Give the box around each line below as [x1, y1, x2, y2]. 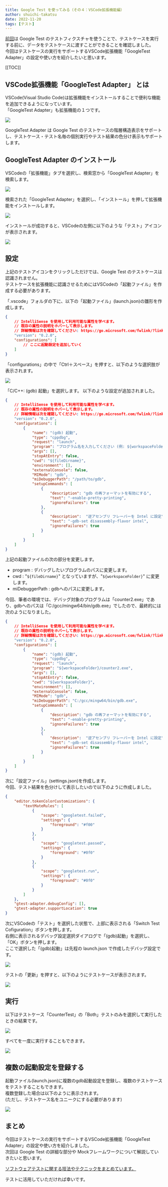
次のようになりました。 [5, 609, 53, 615]
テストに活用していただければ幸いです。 [5, 1176, 88, 1182]
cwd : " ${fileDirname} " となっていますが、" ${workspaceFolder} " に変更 [12, 573, 159, 579]
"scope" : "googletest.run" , [40, 869, 99, 874]
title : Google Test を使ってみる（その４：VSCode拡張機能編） [5, 7, 124, 13]
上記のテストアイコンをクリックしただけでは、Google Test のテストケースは [5, 269, 162, 275]
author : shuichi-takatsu [5, 12, 57, 17]
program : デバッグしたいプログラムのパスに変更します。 [12, 567, 130, 573]
